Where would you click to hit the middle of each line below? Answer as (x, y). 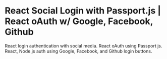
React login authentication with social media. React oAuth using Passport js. (83, 45)
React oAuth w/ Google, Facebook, (79, 21)
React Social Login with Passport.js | (83, 11)
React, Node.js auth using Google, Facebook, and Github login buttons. (78, 51)
